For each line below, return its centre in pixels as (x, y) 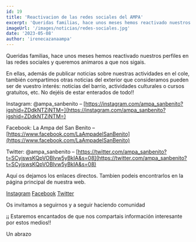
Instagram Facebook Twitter (40, 193)
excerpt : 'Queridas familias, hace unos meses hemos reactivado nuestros (99, 22)
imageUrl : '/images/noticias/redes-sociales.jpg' (68, 28)
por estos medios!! (29, 223)
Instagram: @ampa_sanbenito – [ (46, 104)
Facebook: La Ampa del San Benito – (51, 128)
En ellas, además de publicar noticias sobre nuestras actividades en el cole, (98, 73)
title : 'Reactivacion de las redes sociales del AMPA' (75, 17)
